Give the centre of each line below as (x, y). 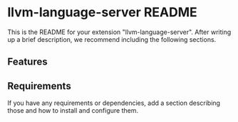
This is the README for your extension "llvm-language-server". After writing (119, 32)
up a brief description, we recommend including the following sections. (112, 39)
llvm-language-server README (102, 12)
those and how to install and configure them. (73, 111)
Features (27, 62)
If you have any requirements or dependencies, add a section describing (114, 103)
